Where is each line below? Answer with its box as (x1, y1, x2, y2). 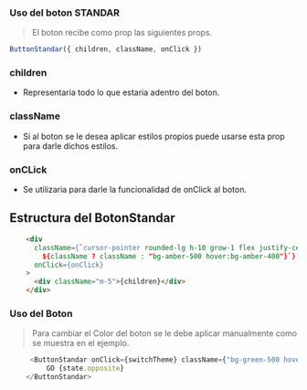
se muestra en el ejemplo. (31, 338, 130, 349)
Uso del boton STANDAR (9, 6, 121, 19)
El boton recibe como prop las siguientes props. (31, 27, 213, 38)
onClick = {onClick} (33, 260, 104, 269)
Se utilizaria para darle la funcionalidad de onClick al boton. (22, 184, 247, 195)
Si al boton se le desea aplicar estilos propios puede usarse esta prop (22, 131, 285, 142)
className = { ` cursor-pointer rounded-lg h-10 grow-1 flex (33, 243, 256, 252)
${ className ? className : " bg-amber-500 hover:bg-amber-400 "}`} (42, 251, 297, 261)
